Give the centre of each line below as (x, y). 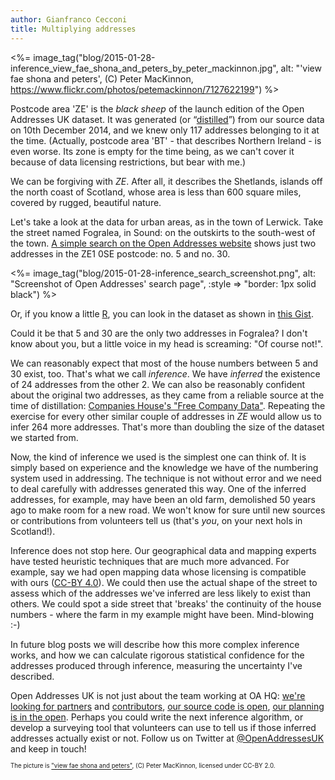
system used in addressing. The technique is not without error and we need (166, 478)
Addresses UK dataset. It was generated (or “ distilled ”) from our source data (167, 119)
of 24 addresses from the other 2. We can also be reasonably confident (158, 384)
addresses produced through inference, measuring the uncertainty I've (156, 665)
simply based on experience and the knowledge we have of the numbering (164, 467)
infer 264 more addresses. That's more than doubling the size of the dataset (167, 427)
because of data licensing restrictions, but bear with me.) (128, 162)
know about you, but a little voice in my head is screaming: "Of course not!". (167, 343)
